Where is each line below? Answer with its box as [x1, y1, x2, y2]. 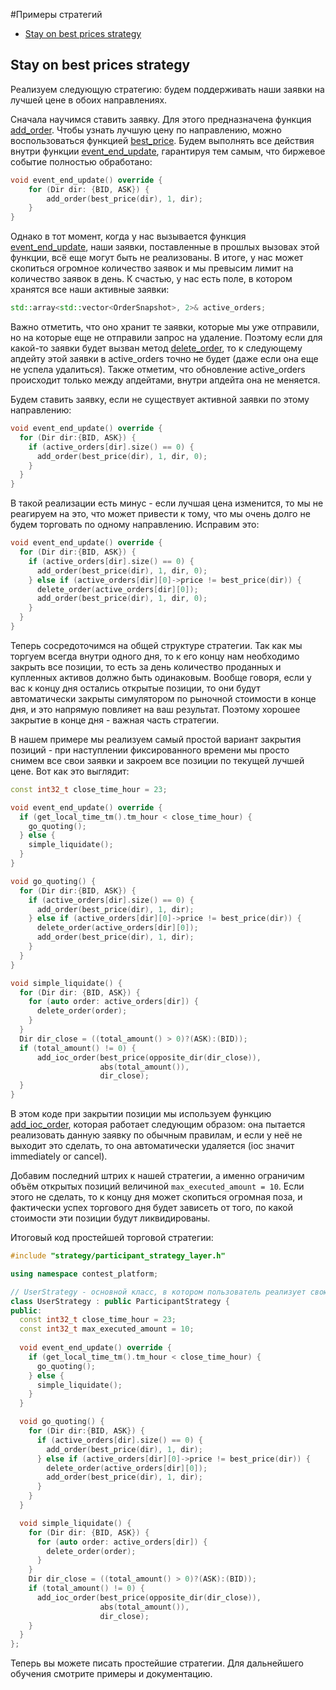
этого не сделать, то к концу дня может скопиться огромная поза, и [10, 1191, 303, 1203]
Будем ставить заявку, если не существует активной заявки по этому [10, 394, 310, 406]
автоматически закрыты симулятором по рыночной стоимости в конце [10, 692, 317, 704]
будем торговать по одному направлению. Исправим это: [10, 519, 260, 531]
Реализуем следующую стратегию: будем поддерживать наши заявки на [10, 83, 325, 95]
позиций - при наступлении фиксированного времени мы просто [10, 744, 290, 756]
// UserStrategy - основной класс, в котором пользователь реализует [10, 1287, 307, 1297]
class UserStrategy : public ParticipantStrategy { [10, 1296, 230, 1306]
